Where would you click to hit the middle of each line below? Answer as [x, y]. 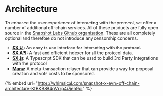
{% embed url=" [22, 83]
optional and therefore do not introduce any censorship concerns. [71, 38]
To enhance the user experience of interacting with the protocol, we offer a [81, 23]
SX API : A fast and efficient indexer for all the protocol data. [72, 53]
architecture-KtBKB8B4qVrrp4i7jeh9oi [44, 88]
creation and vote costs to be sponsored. [54, 73]
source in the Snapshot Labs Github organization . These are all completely [80, 33]
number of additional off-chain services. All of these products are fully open [81, 27]
